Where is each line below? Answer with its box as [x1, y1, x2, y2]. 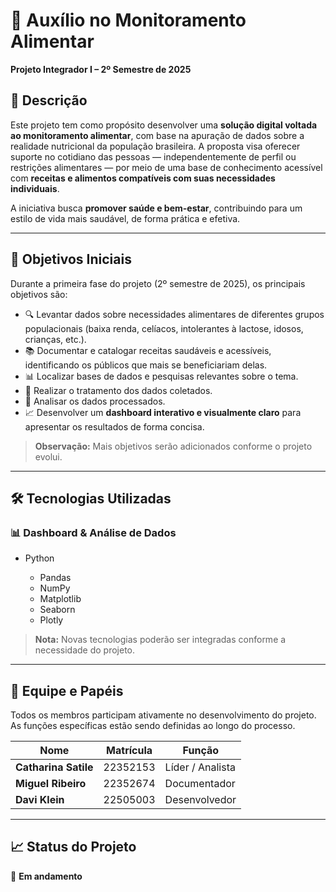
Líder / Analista [164, 760, 236, 774]
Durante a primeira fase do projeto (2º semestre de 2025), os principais [10, 277, 306, 289]
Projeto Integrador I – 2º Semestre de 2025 [10, 63, 192, 75]
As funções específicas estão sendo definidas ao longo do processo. [10, 720, 296, 732]
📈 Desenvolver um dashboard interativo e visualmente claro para [24, 406, 302, 418]
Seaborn [39, 604, 76, 616]
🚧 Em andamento [10, 870, 83, 882]
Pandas [39, 572, 72, 584]
